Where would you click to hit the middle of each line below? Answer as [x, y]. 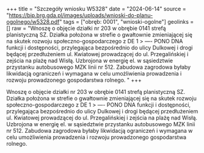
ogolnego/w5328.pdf [33, 22]
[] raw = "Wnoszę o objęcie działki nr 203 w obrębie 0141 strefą [86, 28]
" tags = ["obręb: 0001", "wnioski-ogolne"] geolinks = [126, 22]
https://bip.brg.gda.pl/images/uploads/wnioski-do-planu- [81, 15]
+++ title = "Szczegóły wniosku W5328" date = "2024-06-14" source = [96, 9]
